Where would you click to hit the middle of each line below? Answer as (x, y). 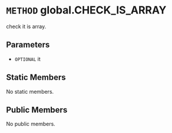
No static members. (30, 91)
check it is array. (26, 26)
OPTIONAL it (27, 59)
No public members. (31, 124)
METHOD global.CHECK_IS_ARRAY (86, 10)
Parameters (28, 45)
